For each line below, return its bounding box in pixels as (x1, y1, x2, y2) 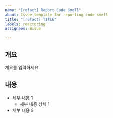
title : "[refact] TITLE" (5, 17, 57, 22)
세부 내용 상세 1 (19, 101, 50, 107)
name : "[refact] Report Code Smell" (5, 7, 81, 13)
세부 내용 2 (12, 107, 34, 113)
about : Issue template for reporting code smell (5, 12, 108, 17)
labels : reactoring (5, 21, 46, 27)
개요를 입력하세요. (5, 64, 40, 70)
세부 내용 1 (12, 95, 33, 101)
